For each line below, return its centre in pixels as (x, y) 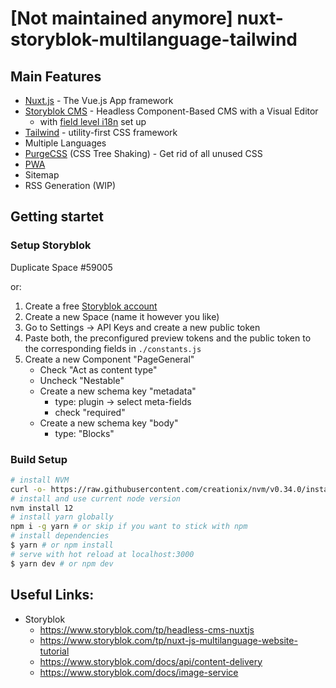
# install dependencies (60, 536)
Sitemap (42, 175)
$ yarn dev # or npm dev (62, 563)
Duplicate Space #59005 (61, 267)
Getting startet (57, 217)
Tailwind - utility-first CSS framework (101, 132)
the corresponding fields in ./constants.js (113, 348)
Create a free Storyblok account (91, 306)
